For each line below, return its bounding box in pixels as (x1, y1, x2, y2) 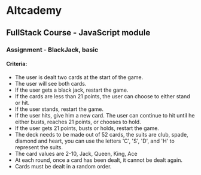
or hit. (14, 99, 30, 106)
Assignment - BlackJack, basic (6, 46, 99, 54)
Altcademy (6, 4, 62, 17)
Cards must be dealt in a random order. (14, 162, 112, 170)
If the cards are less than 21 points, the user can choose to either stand (14, 92, 190, 99)
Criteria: (6, 61, 28, 68)
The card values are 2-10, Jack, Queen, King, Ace (14, 150, 138, 157)
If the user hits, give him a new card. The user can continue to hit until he (14, 111, 195, 119)
